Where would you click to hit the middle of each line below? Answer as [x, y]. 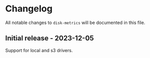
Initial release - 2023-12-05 [50, 38]
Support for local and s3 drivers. [39, 50]
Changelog [29, 9]
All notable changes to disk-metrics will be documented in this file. [75, 22]
